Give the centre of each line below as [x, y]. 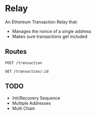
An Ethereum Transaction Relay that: [41, 22]
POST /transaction [24, 63]
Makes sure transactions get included [50, 36]
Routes [16, 52]
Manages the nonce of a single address [51, 31]
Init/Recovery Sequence [36, 98]
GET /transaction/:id [27, 71]
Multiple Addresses [31, 103]
